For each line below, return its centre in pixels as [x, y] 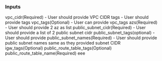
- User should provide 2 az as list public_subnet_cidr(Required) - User [75, 28]
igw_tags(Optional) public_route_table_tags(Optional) [58, 48]
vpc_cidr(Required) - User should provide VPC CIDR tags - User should [77, 17]
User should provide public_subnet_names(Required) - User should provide [81, 38]
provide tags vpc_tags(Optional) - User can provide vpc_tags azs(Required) [81, 22]
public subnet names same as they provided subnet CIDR [63, 43]
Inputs [13, 7]
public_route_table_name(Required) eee [45, 53]
